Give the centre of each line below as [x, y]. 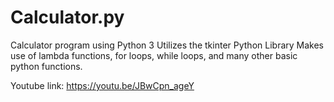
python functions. [46, 66]
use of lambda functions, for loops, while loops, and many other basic [154, 55]
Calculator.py [67, 17]
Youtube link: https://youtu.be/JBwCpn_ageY [102, 85]
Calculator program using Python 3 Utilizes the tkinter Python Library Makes [167, 45]
